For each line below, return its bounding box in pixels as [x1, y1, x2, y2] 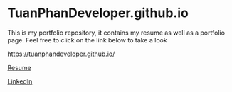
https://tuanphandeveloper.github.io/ [7, 50, 115, 58]
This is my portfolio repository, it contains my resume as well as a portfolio [7, 28, 226, 37]
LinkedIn [7, 76, 33, 86]
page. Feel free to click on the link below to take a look [7, 35, 167, 44]
